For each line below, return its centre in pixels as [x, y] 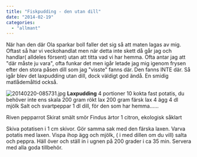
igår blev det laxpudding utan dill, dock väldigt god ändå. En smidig [87, 76]
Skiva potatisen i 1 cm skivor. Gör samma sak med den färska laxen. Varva [96, 129]
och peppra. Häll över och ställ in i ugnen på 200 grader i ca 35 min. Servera [99, 141]
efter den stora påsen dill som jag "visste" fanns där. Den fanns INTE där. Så [98, 70]
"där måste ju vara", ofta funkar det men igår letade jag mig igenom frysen [96, 64]
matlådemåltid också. [32, 82]
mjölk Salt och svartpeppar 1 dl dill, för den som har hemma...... [82, 106]
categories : [21, 22]
